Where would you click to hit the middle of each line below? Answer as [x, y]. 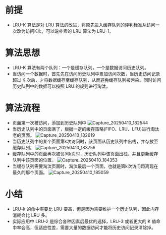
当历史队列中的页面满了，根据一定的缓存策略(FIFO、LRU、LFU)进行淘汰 [86, 129]
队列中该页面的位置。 [34, 160]
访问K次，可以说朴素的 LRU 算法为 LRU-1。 [70, 31]
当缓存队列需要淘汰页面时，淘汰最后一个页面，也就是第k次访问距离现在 [85, 166]
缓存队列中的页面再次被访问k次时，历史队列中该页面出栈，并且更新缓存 [85, 154]
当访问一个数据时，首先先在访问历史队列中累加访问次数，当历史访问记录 [86, 74]
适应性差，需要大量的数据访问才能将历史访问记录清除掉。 [97, 227]
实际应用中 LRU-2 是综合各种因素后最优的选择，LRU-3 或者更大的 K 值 [84, 221]
